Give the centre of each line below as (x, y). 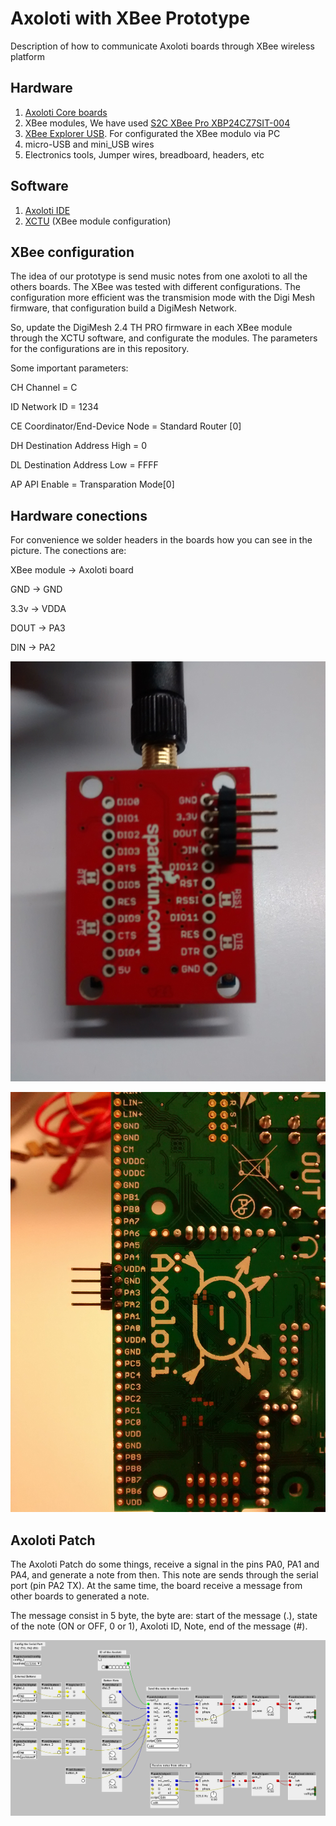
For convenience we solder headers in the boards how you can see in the (161, 540)
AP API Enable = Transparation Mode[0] (92, 484)
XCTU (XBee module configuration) (98, 221)
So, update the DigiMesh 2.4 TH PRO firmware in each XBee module (151, 328)
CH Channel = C (44, 388)
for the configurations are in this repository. (100, 349)
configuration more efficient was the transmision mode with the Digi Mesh (163, 298)
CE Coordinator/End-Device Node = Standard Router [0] (126, 426)
